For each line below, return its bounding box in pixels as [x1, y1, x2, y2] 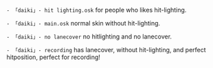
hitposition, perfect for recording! [6, 53, 101, 61]
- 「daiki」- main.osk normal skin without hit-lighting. [6, 19, 161, 27]
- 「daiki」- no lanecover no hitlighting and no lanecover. [6, 32, 172, 41]
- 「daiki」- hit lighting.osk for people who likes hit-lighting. [6, 6, 187, 14]
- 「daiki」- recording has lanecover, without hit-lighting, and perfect [6, 46, 207, 54]
